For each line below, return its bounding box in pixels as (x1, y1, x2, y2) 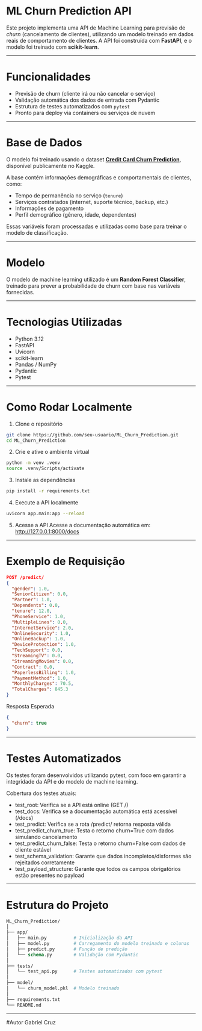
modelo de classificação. (6, 229, 69, 236)
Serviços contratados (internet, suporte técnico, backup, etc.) (14, 198, 168, 205)
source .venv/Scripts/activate (6, 465, 85, 472)
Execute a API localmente (14, 499, 79, 506)
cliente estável (14, 846, 51, 853)
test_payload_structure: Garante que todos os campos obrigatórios (14, 865, 182, 872)
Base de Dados (6, 136, 82, 150)
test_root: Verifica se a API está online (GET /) (14, 801, 129, 808)
